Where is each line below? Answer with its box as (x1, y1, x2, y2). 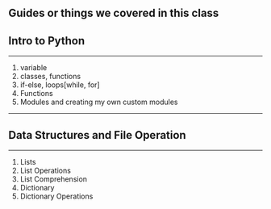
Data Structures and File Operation (8, 128, 187, 142)
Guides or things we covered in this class (8, 6, 219, 20)
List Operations (19, 165, 71, 176)
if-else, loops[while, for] (19, 80, 100, 90)
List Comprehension (19, 174, 87, 184)
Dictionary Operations (19, 191, 94, 201)
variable (19, 63, 48, 73)
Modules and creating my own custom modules (19, 97, 179, 107)
